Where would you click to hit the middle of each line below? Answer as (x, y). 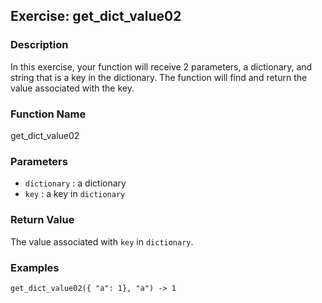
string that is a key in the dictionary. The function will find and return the (159, 77)
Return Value (42, 220)
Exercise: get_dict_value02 (96, 16)
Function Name (48, 114)
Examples (35, 267)
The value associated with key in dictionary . (102, 241)
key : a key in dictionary (75, 194)
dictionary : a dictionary (75, 183)
